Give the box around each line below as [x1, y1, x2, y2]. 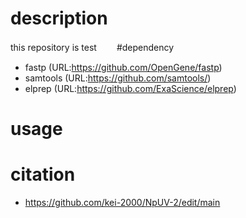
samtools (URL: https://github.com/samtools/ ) [24, 72, 212, 84]
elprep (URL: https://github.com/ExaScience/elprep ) [24, 82, 237, 94]
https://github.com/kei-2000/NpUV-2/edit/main [24, 197, 221, 209]
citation [10, 163, 76, 186]
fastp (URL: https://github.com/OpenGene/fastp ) [24, 61, 223, 73]
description [10, 7, 108, 30]
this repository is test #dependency [10, 41, 175, 53]
